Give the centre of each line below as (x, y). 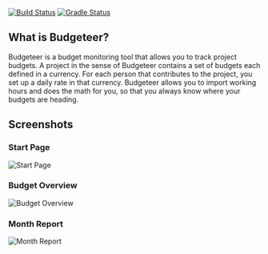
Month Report (36, 224)
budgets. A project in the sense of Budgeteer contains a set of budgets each (134, 65)
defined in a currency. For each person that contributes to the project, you (130, 74)
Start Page (29, 147)
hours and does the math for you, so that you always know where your (124, 91)
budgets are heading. (44, 99)
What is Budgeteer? (59, 37)
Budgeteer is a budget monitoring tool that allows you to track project (123, 57)
